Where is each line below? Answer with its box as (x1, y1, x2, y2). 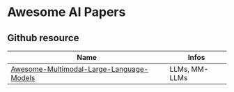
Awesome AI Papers (7, 4, 126, 20)
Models (10, 73, 36, 82)
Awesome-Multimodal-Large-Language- (10, 64, 149, 74)
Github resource (7, 32, 79, 44)
